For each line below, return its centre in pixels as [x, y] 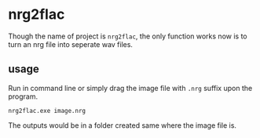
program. [23, 96]
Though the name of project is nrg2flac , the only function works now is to [128, 36]
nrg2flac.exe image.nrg [47, 111]
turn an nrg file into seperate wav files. [71, 44]
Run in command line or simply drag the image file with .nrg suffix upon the [130, 88]
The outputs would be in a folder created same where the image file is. [123, 125]
